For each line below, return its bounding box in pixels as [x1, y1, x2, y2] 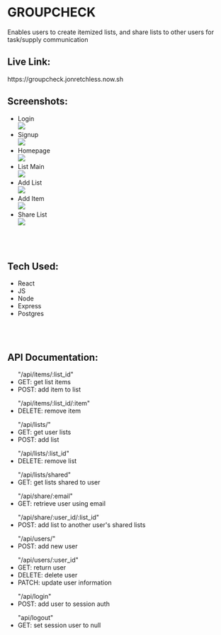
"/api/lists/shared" [17, 470, 72, 479]
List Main [17, 162, 45, 170]
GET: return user [17, 563, 67, 572]
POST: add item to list [17, 385, 81, 394]
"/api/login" [17, 592, 52, 601]
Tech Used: [7, 260, 59, 272]
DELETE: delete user [17, 571, 78, 580]
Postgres [17, 310, 45, 318]
